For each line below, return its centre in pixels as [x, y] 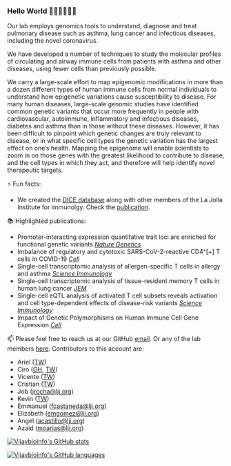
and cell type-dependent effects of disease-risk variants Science [109, 303]
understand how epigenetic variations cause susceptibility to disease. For [112, 97]
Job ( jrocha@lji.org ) [46, 391]
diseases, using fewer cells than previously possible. [82, 69]
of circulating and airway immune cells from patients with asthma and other [114, 61]
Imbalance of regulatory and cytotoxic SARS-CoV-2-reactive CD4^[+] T [119, 252]
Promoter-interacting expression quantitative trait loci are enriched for [117, 237]
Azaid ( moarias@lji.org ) [50, 428]
